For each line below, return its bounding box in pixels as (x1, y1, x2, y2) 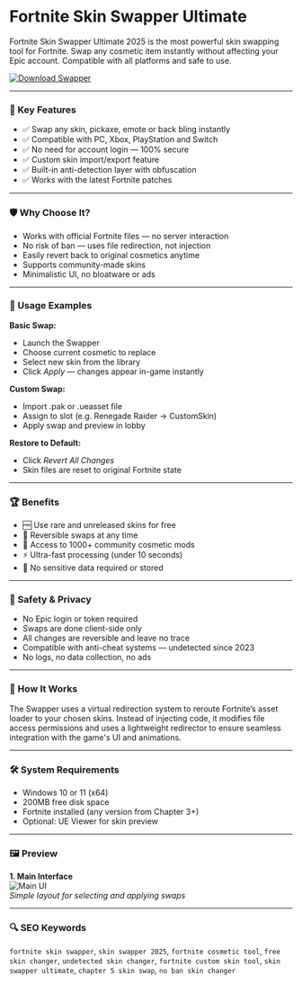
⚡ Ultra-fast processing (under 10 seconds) (22, 550, 183, 560)
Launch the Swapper (22, 337, 101, 348)
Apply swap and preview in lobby (22, 420, 146, 431)
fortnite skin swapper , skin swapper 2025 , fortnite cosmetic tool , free (9, 945, 281, 956)
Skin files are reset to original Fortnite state (22, 464, 182, 475)
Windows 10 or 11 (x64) (22, 787, 109, 798)
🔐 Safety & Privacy (9, 594, 92, 606)
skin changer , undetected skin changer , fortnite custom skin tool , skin (9, 955, 281, 966)
